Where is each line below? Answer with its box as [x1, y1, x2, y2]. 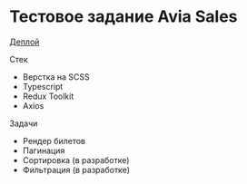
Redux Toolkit [22, 91, 74, 102]
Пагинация [22, 145, 65, 156]
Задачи [9, 118, 38, 129]
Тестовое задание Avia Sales [9, 6, 238, 27]
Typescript [22, 81, 64, 92]
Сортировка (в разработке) [22, 154, 130, 165]
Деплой [9, 36, 40, 47]
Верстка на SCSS [22, 71, 91, 82]
